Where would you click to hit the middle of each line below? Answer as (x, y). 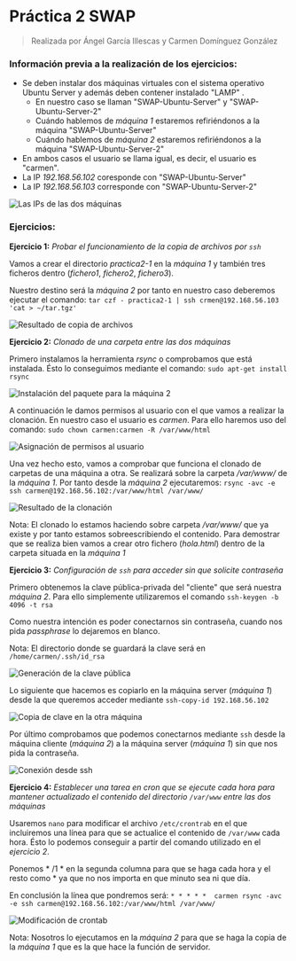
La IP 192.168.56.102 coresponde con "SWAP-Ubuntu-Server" (134, 177)
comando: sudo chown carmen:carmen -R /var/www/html (110, 429)
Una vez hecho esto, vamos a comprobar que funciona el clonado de (135, 464)
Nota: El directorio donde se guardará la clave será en (107, 648)
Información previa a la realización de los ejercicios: (123, 64)
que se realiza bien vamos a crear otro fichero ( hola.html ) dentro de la (137, 543)
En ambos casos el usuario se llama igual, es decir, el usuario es (139, 159)
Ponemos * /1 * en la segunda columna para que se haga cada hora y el (140, 868)
